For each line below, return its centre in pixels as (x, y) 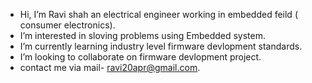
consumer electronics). (67, 25)
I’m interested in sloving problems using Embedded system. (142, 35)
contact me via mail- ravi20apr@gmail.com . (110, 67)
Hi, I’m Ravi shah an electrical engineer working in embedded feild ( (158, 14)
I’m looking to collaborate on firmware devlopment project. (140, 57)
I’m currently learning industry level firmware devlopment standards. (161, 46)
